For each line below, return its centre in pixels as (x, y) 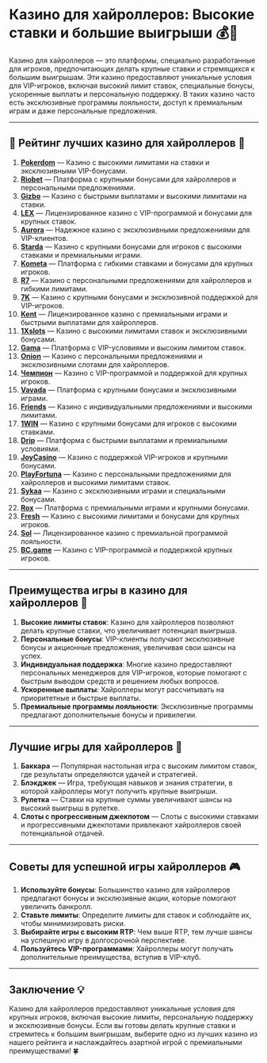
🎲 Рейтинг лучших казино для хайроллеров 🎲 (127, 143)
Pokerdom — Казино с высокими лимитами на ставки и (115, 162)
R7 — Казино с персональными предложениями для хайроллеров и (136, 280)
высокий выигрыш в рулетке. (70, 808)
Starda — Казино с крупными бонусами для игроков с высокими (131, 247)
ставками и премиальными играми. (81, 254)
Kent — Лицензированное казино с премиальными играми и (124, 314)
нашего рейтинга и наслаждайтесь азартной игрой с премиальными (126, 1042)
